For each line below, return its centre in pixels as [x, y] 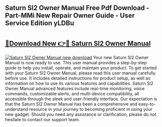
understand [17, 109]
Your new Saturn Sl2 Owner [121, 57]
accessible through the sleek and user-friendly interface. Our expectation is [81, 99]
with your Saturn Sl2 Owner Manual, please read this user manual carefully [80, 73]
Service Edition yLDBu [40, 23]
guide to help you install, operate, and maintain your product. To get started [81, 68]
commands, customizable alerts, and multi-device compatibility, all [72, 94]
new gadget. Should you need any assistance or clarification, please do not [81, 114]
